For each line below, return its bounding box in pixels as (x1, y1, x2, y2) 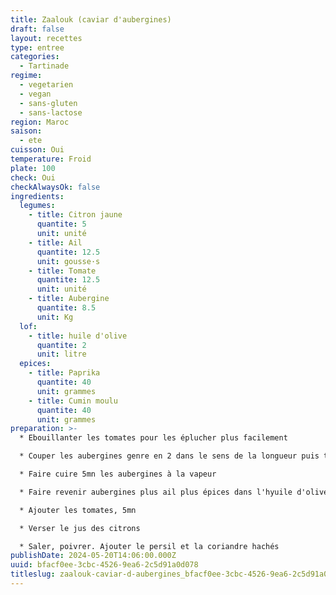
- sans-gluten (19, 98, 78, 108)
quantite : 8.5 (36, 303, 97, 313)
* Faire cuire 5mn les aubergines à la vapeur (19, 469, 217, 479)
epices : (19, 359, 52, 369)
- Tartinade (19, 61, 70, 71)
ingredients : (10, 191, 65, 201)
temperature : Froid (10, 154, 92, 164)
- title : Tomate (28, 266, 97, 276)
